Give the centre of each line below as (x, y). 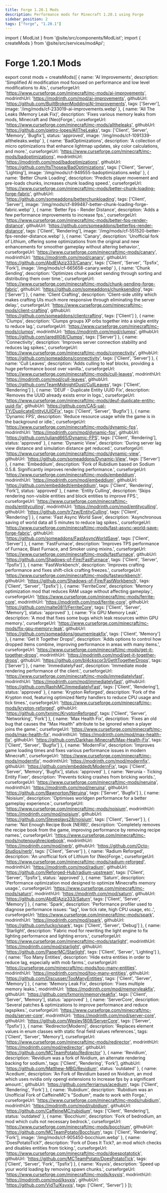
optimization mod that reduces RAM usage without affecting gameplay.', (79, 591)
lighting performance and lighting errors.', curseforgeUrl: (63, 936)
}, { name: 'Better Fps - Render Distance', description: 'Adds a (95, 210)
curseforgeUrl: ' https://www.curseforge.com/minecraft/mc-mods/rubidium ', (83, 1100)
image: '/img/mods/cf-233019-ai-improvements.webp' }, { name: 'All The (80, 109)
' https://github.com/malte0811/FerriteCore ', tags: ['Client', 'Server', (73, 607)
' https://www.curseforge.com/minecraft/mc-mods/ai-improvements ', (76, 93)
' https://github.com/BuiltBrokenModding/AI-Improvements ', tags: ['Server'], (83, 104)
